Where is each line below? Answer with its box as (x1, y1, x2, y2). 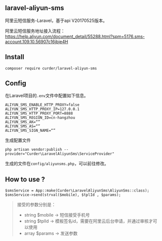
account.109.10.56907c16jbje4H (5, 39, 68, 45)
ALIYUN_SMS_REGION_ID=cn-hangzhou (5, 115, 76, 120)
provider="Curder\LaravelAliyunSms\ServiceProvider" (5, 151, 115, 156)
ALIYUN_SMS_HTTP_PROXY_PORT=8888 (5, 111, 73, 116)
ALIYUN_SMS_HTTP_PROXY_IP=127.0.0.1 (5, 107, 80, 112)
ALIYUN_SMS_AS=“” (5, 124, 40, 129)
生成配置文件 (5, 137, 31, 144)
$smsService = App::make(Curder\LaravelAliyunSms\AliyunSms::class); (5, 188, 150, 193)
